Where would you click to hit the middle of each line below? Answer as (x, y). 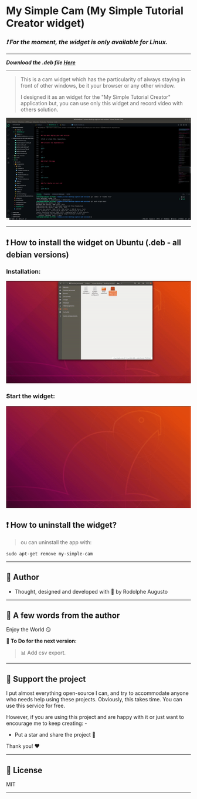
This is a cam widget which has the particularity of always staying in (103, 79)
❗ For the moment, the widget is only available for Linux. (87, 42)
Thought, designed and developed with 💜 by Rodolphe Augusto (91, 591)
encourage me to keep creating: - (47, 723)
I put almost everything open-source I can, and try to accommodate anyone (97, 693)
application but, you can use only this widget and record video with (101, 104)
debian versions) (38, 255)
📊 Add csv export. (43, 653)
